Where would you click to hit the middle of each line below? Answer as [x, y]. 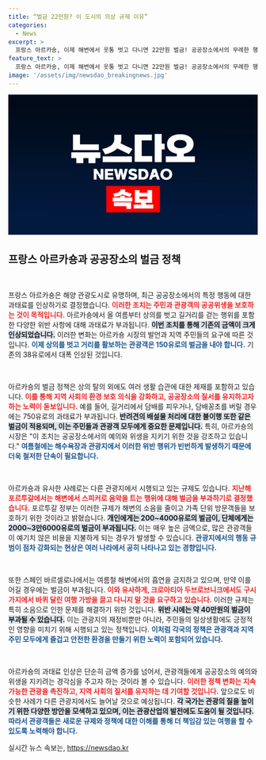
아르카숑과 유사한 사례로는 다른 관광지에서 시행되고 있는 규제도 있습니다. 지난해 [130, 488]
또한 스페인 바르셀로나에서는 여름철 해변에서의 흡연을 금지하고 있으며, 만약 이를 [130, 580]
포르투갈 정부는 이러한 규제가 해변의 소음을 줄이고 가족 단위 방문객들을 [139, 508]
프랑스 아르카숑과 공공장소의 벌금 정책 [95, 259]
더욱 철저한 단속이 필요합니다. [53, 456]
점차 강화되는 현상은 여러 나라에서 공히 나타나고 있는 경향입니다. [120, 548]
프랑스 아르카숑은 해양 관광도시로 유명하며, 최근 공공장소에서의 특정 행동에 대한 [130, 295]
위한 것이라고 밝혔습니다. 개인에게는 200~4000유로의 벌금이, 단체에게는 [141, 518]
